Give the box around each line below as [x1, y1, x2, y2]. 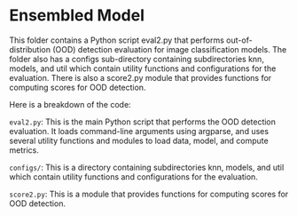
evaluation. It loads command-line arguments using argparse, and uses [9, 125, 269, 136]
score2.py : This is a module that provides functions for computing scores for [9, 188, 289, 199]
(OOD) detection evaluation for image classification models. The [52, 44, 287, 54]
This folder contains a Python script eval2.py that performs [9, 35, 224, 45]
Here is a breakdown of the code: [9, 99, 131, 109]
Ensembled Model [9, 5, 145, 26]
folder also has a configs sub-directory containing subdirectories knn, [9, 53, 264, 64]
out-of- [225, 35, 253, 45]
